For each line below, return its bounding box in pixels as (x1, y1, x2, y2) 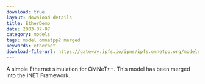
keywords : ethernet (6, 43, 56, 49)
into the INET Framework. (6, 71, 71, 79)
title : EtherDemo (6, 20, 51, 26)
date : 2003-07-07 (6, 26, 51, 32)
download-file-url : (6, 49, 56, 55)
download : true (6, 9, 45, 15)
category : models (6, 32, 51, 38)
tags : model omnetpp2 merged (6, 37, 81, 43)
